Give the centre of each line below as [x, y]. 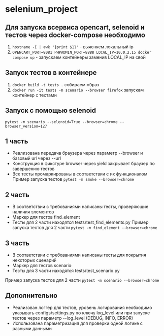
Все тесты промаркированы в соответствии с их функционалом [80, 174]
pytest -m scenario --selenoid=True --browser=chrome [62, 122]
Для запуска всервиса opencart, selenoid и [75, 27]
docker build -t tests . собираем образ [56, 84]
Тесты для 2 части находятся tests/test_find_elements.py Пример [80, 222]
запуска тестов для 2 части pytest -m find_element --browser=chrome [85, 228]
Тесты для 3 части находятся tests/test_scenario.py [66, 271]
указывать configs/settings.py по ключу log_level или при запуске [81, 313]
